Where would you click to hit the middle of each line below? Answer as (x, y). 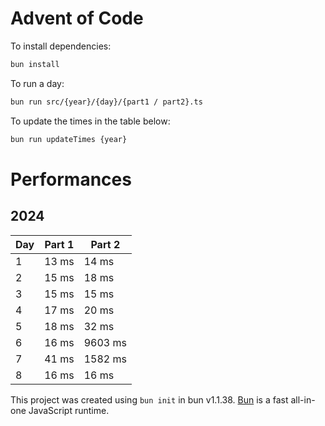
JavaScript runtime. (69, 410)
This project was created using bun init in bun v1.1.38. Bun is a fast (149, 399)
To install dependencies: (61, 46)
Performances (71, 179)
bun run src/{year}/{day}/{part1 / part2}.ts (106, 102)
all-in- (303, 399)
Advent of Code (77, 18)
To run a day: (37, 83)
